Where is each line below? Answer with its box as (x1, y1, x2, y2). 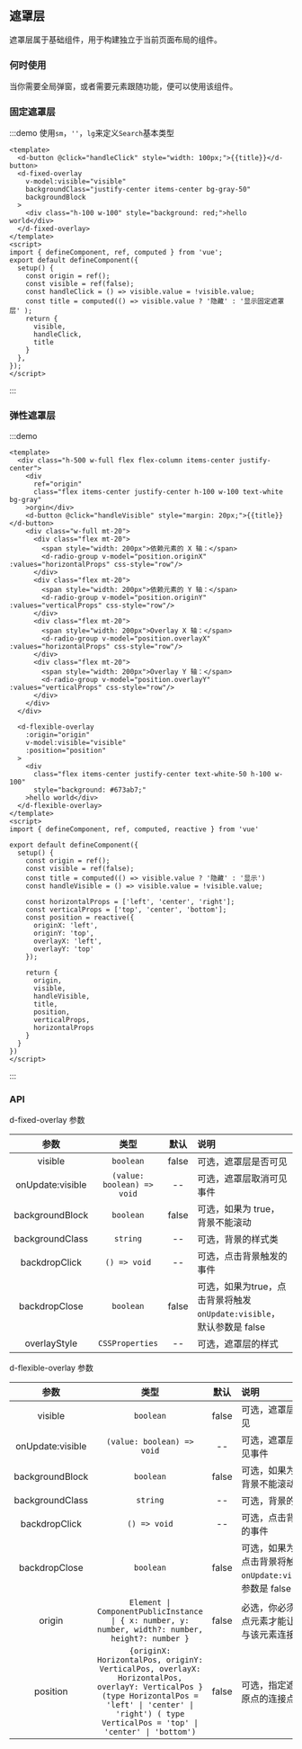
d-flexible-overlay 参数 (9, 1362, 94, 1373)
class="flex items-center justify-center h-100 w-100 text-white (32, 487, 283, 497)
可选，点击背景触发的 (197, 1250, 288, 1262)
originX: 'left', (32, 920, 99, 929)
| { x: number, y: (111, 1616, 190, 1626)
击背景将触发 (197, 1294, 252, 1306)
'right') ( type (115, 1709, 185, 1718)
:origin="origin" (25, 730, 91, 740)
